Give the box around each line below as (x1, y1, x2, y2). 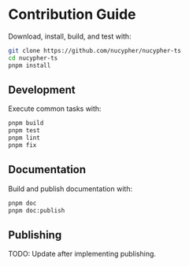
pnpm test (8, 127, 41, 135)
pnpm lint (8, 134, 41, 142)
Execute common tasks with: (8, 104, 102, 113)
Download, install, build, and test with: (8, 31, 132, 41)
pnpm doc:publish (8, 206, 65, 214)
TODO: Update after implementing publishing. (8, 249, 156, 259)
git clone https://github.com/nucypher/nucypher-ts (8, 46, 181, 54)
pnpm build (8, 120, 44, 127)
